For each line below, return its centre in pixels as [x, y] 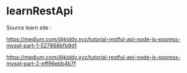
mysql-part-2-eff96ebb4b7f [41, 63]
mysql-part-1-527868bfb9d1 [42, 45]
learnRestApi [40, 11]
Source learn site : [29, 28]
